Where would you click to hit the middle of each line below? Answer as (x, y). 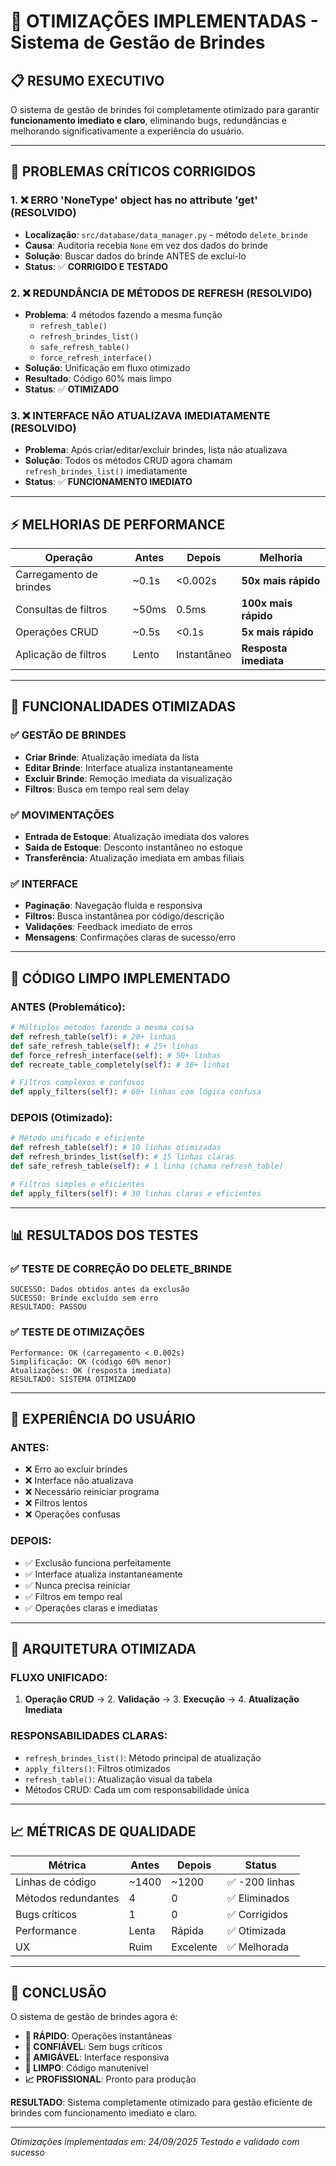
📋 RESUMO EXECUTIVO (87, 80)
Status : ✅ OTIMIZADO (71, 389)
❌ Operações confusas (72, 1514)
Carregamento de (56, 575)
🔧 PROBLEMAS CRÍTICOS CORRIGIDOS (133, 171)
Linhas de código (56, 1882)
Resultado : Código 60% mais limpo (98, 378)
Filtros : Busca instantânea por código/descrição (124, 916)
